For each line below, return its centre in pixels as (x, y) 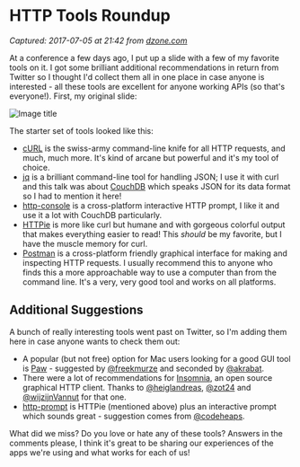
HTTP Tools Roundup (90, 16)
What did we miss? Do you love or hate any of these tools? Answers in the (146, 433)
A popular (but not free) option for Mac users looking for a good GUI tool (156, 358)
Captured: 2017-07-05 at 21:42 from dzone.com (98, 40)
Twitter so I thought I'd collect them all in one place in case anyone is (137, 76)
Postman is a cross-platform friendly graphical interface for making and (154, 253)
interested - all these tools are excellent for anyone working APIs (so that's (147, 86)
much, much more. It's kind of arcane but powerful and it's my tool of (150, 157)
